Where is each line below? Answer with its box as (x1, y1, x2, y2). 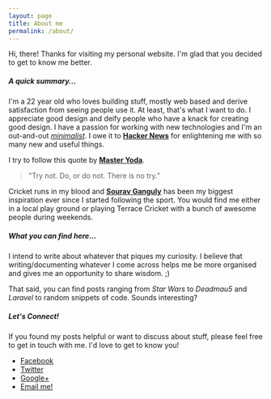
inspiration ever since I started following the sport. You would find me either (8, 195, 261, 205)
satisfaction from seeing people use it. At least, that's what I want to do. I (8, 105, 252, 115)
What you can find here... (8, 231, 97, 240)
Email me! (19, 382, 53, 392)
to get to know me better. (8, 57, 93, 67)
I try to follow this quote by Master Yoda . (8, 155, 145, 165)
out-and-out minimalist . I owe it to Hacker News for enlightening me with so (8, 131, 262, 141)
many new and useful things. (8, 139, 105, 150)
